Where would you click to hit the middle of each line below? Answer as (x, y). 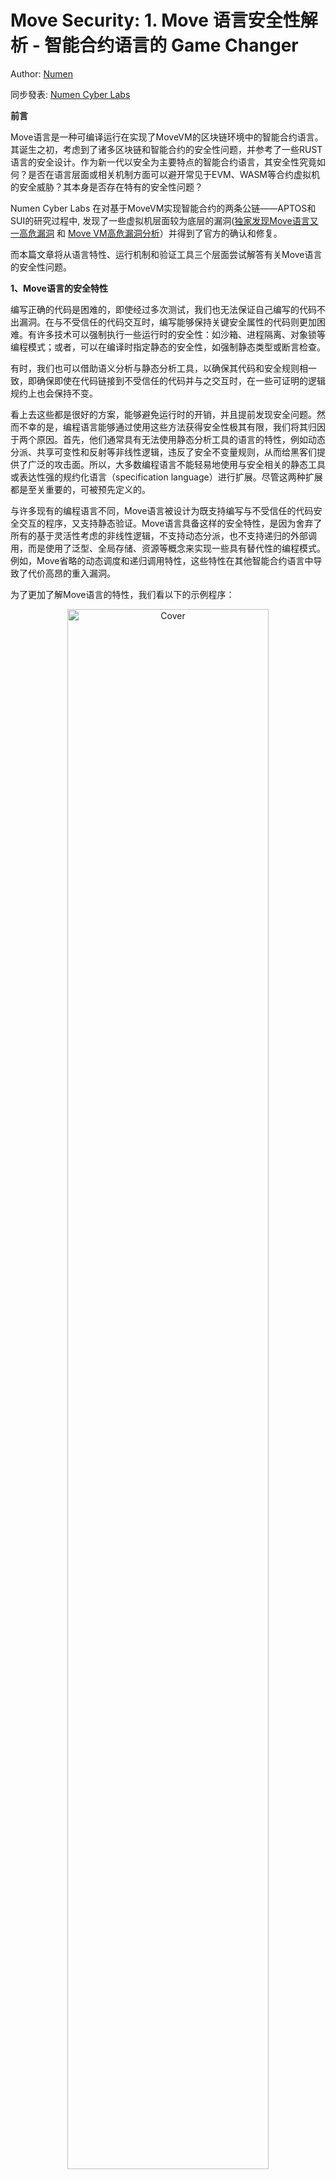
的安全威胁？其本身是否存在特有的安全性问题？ (106, 187)
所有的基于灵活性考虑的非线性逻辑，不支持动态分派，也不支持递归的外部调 (163, 535)
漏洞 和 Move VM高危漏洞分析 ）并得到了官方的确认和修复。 (159, 233)
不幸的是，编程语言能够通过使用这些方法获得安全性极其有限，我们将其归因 (172, 427)
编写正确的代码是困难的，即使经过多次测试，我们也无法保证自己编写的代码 (163, 309)
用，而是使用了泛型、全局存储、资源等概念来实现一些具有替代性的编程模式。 (168, 548)
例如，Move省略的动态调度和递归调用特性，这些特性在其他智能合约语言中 (162, 560)
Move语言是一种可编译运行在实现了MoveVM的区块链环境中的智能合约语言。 (167, 137)
